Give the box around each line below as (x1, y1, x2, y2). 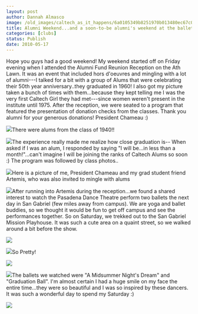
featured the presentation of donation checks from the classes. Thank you (6, 107, 187, 115)
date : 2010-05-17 (6, 42, 49, 48)
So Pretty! (12, 248, 37, 255)
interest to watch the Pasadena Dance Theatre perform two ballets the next (6, 194, 189, 201)
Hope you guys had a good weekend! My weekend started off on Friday (6, 57, 181, 65)
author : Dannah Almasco (6, 14, 65, 20)
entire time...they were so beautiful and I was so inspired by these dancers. (6, 284, 189, 291)
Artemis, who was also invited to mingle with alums (6, 175, 130, 183)
